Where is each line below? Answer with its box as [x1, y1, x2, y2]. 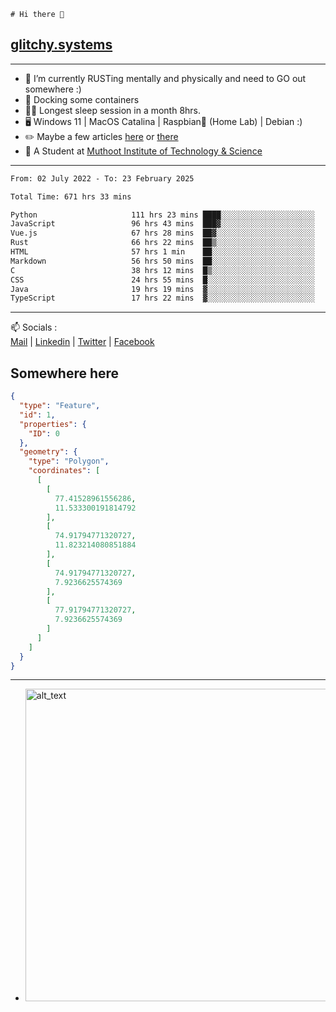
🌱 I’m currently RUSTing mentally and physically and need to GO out [24, 72, 307, 84]
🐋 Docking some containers [24, 93, 140, 105]
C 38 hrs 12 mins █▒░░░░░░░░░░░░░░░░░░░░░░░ [10, 265, 315, 275]
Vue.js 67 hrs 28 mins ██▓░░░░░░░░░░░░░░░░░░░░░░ [10, 228, 315, 239]
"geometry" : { [19, 447, 78, 457]
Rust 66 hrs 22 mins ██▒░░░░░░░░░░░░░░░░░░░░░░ [10, 238, 315, 248]
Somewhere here [10, 365, 120, 382]
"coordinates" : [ [28, 466, 101, 476]
